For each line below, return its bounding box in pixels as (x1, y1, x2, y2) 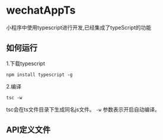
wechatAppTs (6, 4, 76, 17)
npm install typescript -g (6, 72, 73, 78)
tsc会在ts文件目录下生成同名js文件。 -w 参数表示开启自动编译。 (6, 106, 160, 113)
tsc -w (6, 94, 23, 101)
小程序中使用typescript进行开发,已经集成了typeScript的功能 (6, 24, 152, 31)
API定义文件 (6, 125, 51, 135)
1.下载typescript (6, 60, 46, 67)
